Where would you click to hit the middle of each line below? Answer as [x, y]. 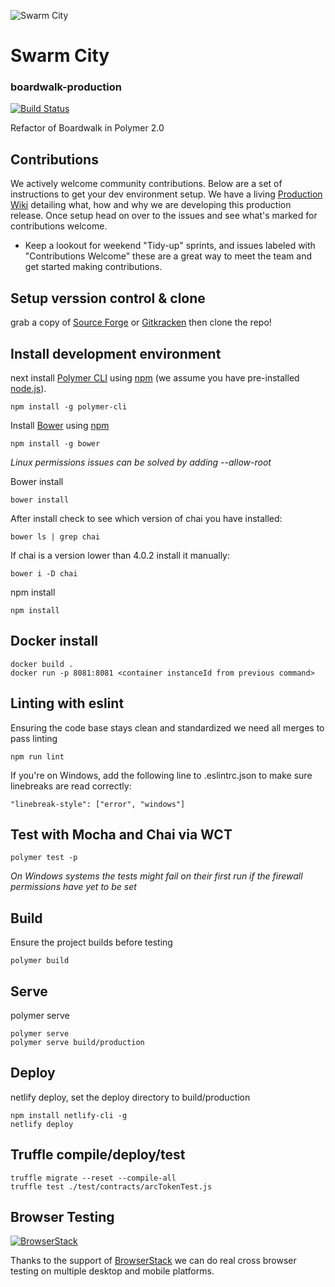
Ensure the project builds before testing [91, 942]
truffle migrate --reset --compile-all [93, 1178]
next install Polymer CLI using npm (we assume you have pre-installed [155, 377]
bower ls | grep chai [55, 536]
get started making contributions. [93, 267]
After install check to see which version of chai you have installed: [146, 518]
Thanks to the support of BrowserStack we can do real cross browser [153, 1261]
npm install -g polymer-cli [69, 406]
